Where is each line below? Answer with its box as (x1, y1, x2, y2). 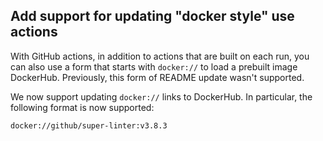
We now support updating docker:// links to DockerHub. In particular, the (10, 90, 313, 103)
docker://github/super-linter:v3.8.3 (10, 120, 168, 131)
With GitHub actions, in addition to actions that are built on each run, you (10, 50, 310, 62)
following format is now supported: (10, 101, 155, 113)
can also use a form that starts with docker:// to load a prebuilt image (10, 60, 298, 73)
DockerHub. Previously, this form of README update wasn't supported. (10, 71, 305, 83)
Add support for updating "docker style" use (10, 8, 295, 25)
